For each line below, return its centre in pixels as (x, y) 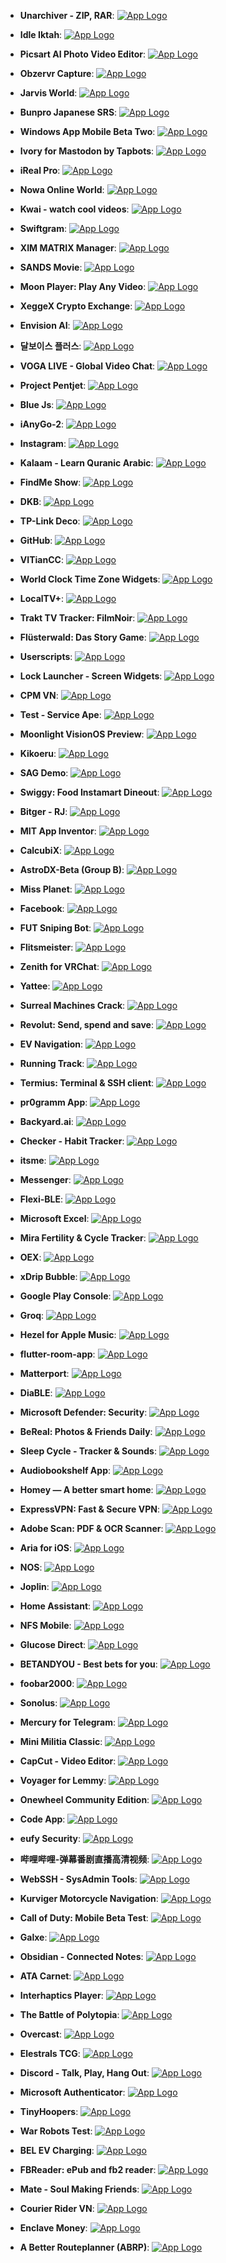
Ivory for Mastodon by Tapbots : (87, 151)
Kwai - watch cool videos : (74, 209)
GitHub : (36, 540)
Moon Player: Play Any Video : (83, 286)
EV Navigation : (51, 1044)
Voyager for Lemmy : (63, 1780)
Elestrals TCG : (50, 2053)
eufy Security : (50, 1838)
